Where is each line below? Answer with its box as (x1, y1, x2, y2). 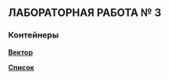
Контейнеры (8, 30, 59, 41)
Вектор (8, 47, 33, 57)
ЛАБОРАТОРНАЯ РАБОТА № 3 (8, 6, 162, 20)
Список (8, 63, 35, 72)
